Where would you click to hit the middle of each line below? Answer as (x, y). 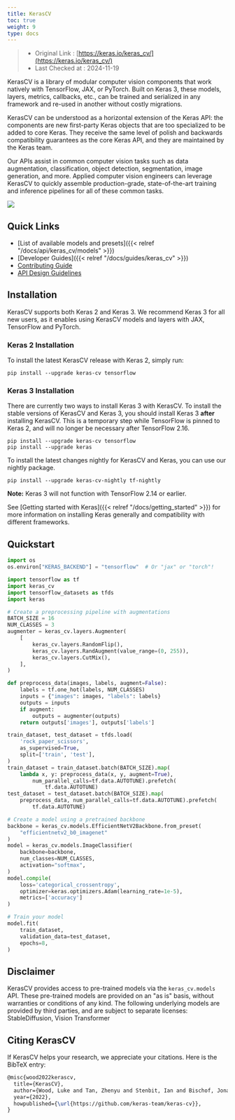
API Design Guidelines (49, 273)
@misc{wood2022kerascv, (42, 1078)
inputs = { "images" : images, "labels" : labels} (90, 696)
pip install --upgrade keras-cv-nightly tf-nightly (84, 481)
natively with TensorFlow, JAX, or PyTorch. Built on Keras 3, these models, (114, 89)
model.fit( (23, 924)
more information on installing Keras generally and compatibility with (106, 515)
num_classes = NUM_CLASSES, (58, 859)
